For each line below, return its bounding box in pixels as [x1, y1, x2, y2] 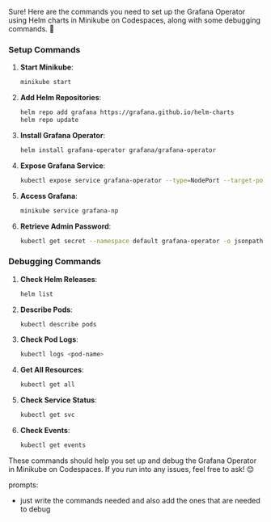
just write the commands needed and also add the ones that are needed [19, 495, 260, 505]
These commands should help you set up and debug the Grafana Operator [8, 456, 257, 465]
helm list [19, 290, 54, 298]
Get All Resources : [19, 365, 84, 375]
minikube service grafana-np [19, 206, 119, 215]
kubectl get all [19, 381, 75, 389]
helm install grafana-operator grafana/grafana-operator [19, 145, 217, 154]
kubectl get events [19, 441, 87, 449]
